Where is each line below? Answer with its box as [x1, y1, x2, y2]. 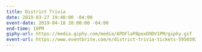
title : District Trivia [6, 8, 66, 15]
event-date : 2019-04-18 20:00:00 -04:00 [6, 20, 109, 26]
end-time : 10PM [6, 25, 44, 32]
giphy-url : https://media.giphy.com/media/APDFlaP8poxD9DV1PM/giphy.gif [6, 31, 192, 37]
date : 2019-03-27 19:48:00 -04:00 [6, 14, 93, 20]
